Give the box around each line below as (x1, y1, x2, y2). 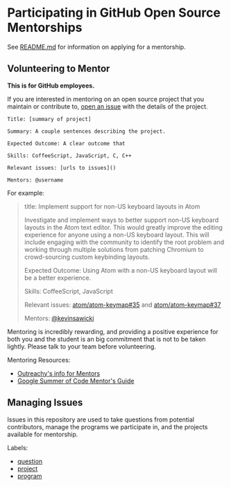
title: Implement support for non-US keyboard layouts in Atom (24, 202, 200, 210)
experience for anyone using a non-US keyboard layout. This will (24, 230, 209, 239)
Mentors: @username (7, 176, 64, 184)
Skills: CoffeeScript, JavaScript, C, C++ (7, 152, 132, 159)
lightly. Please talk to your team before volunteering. (7, 342, 156, 351)
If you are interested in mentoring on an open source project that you (7, 95, 205, 103)
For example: (7, 189, 45, 197)
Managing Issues (7, 397, 83, 408)
